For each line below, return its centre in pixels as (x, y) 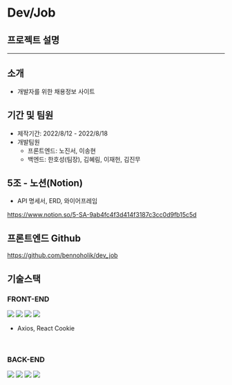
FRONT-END (28, 299)
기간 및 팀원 (30, 115)
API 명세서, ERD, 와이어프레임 (57, 201)
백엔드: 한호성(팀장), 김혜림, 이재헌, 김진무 (84, 159)
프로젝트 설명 (33, 40)
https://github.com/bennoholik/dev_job (63, 255)
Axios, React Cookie (46, 328)
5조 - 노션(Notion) (45, 184)
